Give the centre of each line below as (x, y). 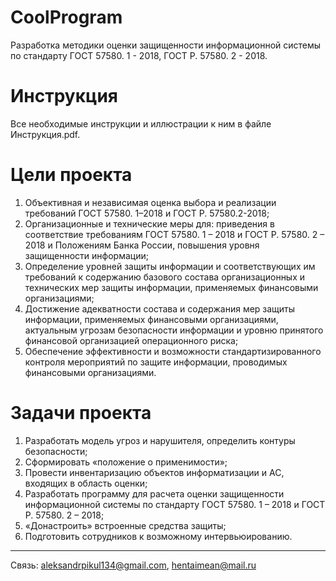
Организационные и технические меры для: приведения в (149, 223)
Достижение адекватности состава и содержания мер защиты (160, 308)
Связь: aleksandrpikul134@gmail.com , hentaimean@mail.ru (133, 565)
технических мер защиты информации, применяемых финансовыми (171, 287)
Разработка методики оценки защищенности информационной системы (166, 45)
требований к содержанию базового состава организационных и (165, 277)
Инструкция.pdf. (45, 134)
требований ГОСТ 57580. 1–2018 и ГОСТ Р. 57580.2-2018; (147, 213)
